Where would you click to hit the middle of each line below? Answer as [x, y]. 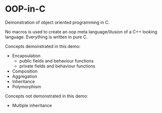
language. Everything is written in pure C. [46, 37]
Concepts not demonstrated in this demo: [47, 96]
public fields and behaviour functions [56, 61]
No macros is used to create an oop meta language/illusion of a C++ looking [81, 32]
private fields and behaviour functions [57, 66]
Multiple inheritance [32, 105]
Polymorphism [26, 86]
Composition [25, 71]
